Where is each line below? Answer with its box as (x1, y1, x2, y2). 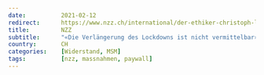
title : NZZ (8, 26, 72, 34)
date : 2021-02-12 (8, 11, 97, 20)
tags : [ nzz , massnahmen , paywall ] (8, 55, 153, 63)
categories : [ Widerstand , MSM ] (8, 48, 122, 55)
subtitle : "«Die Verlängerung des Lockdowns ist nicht (8, 33, 210, 41)
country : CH (8, 41, 68, 48)
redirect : (8, 19, 41, 27)
